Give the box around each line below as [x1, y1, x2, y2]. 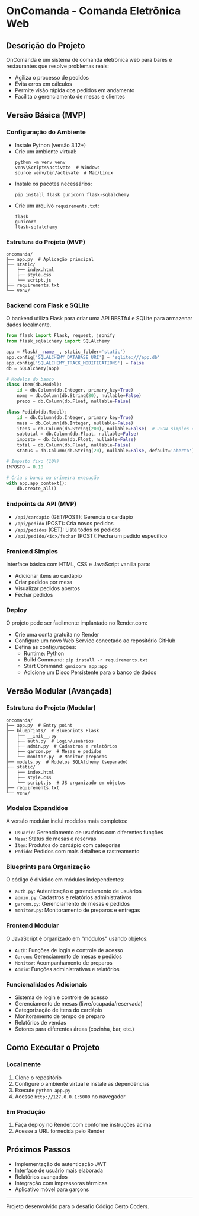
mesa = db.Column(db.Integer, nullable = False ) [17, 420, 134, 426]
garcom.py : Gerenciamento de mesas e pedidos [14, 900, 130, 908]
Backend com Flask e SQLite [6, 301, 90, 310]
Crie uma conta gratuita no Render [14, 631, 99, 638]
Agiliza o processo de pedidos [14, 74, 89, 81]
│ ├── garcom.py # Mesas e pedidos [6, 748, 102, 754]
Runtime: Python [23, 650, 65, 657]
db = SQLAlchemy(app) [6, 366, 60, 371]
